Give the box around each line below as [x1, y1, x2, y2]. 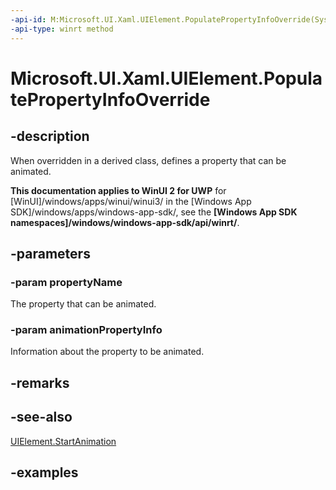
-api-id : [10, 14, 47, 25]
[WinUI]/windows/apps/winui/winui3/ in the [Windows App [10, 195, 252, 207]
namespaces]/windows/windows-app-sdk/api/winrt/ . [10, 216, 240, 228]
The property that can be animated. [10, 298, 157, 310]
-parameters [10, 245, 91, 262]
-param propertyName [10, 275, 123, 289]
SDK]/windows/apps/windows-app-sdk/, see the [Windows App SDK [10, 206, 298, 218]
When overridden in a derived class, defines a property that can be [10, 154, 287, 166]
